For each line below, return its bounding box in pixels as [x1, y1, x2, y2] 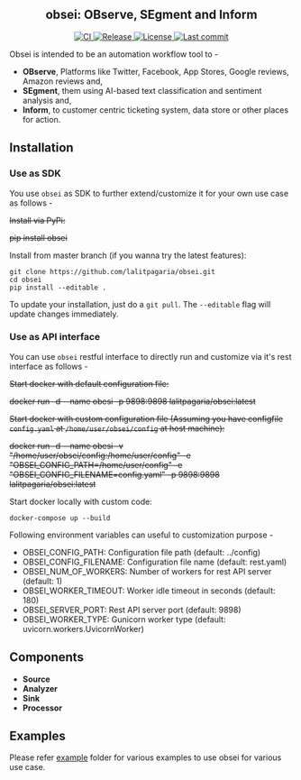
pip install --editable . [9, 283, 106, 292]
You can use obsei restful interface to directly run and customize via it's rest [9, 351, 292, 362]
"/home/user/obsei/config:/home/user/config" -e [9, 450, 191, 461]
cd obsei [9, 275, 42, 284]
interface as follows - [9, 361, 88, 372]
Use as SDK [9, 167, 61, 179]
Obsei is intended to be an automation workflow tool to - [9, 49, 219, 60]
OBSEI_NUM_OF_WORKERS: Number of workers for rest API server [22, 565, 272, 576]
